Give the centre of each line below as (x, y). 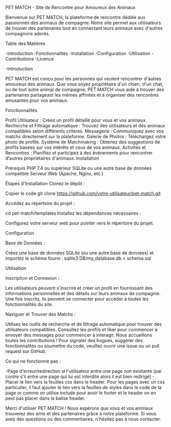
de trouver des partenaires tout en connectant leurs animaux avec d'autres (84, 28)
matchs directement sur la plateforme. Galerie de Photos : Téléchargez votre (86, 137)
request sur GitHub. (26, 351)
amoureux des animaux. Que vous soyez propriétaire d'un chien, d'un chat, (84, 84)
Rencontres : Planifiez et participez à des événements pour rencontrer (79, 153)
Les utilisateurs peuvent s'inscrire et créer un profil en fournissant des (79, 288)
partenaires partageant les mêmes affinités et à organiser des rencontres (82, 95)
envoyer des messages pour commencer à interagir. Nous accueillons (79, 335)
